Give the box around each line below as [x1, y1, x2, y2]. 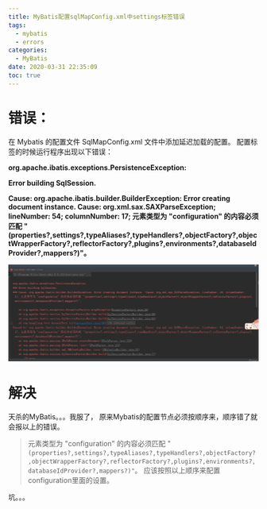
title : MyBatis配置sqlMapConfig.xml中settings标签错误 [8, 13, 185, 21]
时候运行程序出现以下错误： [21, 147, 113, 156]
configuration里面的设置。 [27, 476, 114, 485]
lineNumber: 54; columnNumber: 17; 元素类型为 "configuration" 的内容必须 [8, 211, 259, 221]
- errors [15, 38, 44, 46]
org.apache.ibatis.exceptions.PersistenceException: [8, 163, 187, 172]
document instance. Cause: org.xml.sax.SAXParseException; [8, 202, 216, 211]
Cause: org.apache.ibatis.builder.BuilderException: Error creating [8, 193, 230, 202]
